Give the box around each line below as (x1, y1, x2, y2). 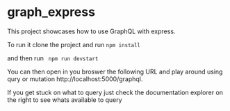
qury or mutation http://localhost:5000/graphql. (7, 74, 143, 83)
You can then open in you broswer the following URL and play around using (7, 67, 223, 76)
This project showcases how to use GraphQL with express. (7, 27, 176, 35)
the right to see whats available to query (7, 95, 123, 104)
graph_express (7, 4, 96, 20)
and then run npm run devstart (7, 53, 99, 62)
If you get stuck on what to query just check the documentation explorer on (7, 88, 224, 96)
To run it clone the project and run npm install (7, 40, 141, 49)
